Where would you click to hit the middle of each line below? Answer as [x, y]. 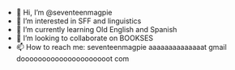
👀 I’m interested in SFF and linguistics [79, 21]
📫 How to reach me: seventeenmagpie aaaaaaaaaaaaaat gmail [121, 47]
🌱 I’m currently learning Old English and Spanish [96, 29]
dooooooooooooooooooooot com [73, 59]
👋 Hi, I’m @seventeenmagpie [64, 12]
